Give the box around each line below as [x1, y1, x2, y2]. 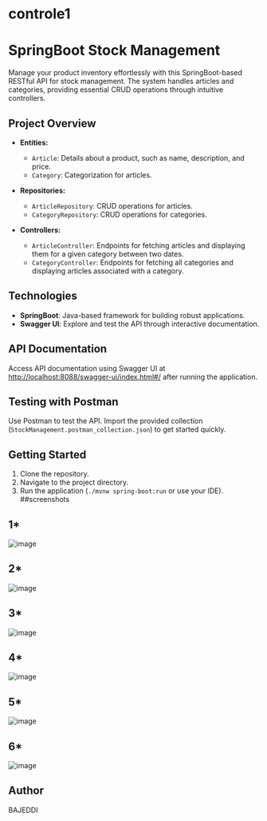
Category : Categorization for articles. [31, 169, 153, 180]
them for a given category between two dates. [31, 249, 184, 258]
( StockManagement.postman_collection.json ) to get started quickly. [8, 424, 226, 434]
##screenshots [19, 495, 70, 504]
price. [31, 161, 52, 171]
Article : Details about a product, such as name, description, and [31, 153, 245, 162]
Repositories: [19, 185, 66, 195]
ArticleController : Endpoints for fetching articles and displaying [31, 241, 245, 250]
